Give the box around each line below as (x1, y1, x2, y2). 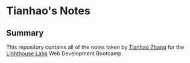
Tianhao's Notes (6, 4, 90, 18)
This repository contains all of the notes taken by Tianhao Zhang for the (6, 43, 185, 51)
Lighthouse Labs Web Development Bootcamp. (6, 50, 124, 57)
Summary (6, 28, 44, 38)
